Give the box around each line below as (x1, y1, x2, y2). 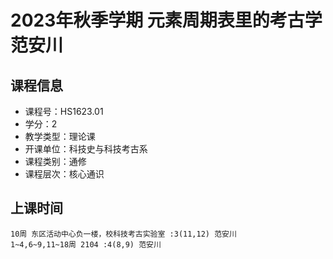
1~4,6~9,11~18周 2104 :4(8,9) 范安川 (10, 239, 162, 250)
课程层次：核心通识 (24, 168, 105, 180)
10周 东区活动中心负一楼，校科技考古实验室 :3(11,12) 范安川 (10, 229, 237, 239)
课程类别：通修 (24, 156, 87, 167)
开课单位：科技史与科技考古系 (24, 143, 148, 155)
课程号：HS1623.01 (24, 106, 104, 117)
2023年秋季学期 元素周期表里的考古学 (10, 9, 323, 32)
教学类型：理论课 (24, 131, 96, 142)
